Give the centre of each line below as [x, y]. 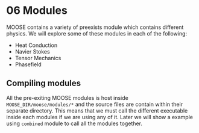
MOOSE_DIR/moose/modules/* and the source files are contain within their [94, 104]
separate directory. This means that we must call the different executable [97, 110]
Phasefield [28, 64]
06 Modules [37, 11]
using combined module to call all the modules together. [74, 123]
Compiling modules [44, 83]
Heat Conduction [36, 45]
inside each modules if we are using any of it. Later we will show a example [99, 117]
